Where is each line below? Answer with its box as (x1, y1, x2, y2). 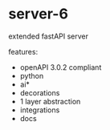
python (19, 71, 44, 80)
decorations (19, 87, 60, 97)
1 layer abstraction (19, 96, 81, 106)
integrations (19, 105, 60, 115)
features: (8, 47, 39, 56)
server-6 (8, 5, 68, 23)
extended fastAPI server (8, 31, 89, 41)
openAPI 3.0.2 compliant (19, 62, 102, 72)
